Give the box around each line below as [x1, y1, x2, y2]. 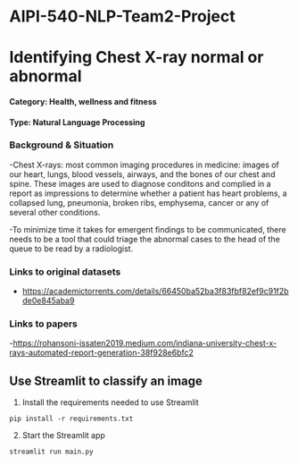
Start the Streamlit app [21, 430, 105, 441]
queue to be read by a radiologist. [9, 243, 134, 254]
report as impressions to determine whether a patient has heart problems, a [9, 188, 287, 199]
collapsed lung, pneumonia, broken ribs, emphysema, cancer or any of [9, 197, 269, 207]
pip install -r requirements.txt [9, 414, 134, 424]
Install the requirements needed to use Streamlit [21, 397, 199, 408]
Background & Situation [9, 139, 114, 151]
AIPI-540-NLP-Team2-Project [9, 6, 236, 27]
